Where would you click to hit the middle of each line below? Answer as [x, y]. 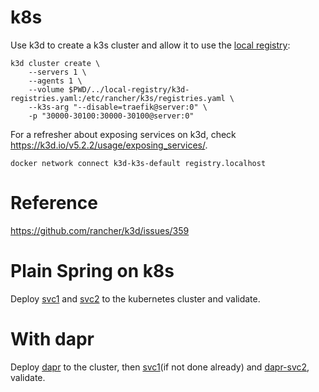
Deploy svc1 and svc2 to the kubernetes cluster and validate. [135, 298]
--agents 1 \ [55, 81]
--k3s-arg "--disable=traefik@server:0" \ [118, 107]
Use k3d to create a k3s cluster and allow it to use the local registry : [150, 45]
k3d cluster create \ [55, 63]
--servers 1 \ [57, 72]
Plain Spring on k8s [92, 271]
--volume [46, 89]
